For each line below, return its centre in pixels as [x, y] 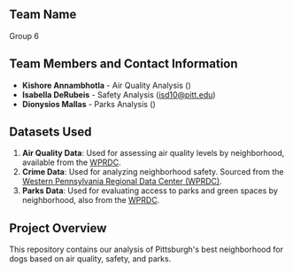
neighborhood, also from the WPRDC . [91, 200]
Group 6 [24, 35]
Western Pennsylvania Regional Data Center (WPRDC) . [122, 182]
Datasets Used [50, 132]
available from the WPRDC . [71, 162]
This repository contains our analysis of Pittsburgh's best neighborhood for [146, 250]
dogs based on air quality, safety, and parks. [90, 259]
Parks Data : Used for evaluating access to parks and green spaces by [150, 191]
